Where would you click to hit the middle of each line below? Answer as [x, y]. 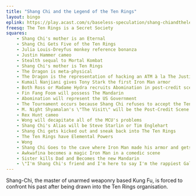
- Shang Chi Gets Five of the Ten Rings [66, 44]
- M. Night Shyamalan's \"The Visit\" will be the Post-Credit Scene [103, 109]
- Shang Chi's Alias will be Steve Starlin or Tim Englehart [92, 126]
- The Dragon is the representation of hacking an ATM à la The [96, 77]
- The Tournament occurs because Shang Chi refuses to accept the [99, 104]
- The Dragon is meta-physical [55, 71]
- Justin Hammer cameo [44, 55]
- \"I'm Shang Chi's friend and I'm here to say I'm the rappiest [99, 164]
